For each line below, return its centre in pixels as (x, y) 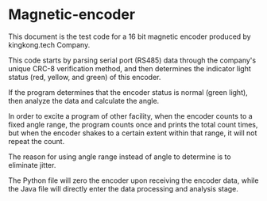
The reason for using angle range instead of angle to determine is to (120, 157)
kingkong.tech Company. (49, 44)
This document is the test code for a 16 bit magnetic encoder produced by (130, 36)
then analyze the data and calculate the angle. (84, 100)
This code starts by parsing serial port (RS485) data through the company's (132, 60)
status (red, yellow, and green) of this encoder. (85, 77)
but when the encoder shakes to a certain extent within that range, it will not (133, 133)
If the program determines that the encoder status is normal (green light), (128, 92)
